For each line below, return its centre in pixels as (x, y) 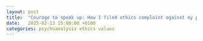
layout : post (23, 12)
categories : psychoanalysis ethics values (60, 29)
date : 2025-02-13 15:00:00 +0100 (51, 23)
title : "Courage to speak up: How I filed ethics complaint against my (100, 17)
